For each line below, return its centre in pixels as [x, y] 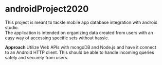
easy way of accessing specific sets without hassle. [57, 38]
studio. [12, 27]
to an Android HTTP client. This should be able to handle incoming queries [80, 52]
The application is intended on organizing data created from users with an [79, 32]
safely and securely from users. [37, 57]
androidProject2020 [47, 9]
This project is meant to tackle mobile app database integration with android [81, 22]
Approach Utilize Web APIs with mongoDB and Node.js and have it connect [81, 47]
